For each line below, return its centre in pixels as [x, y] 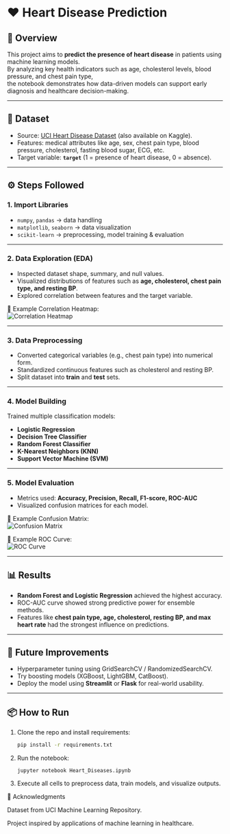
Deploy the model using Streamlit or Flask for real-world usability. [110, 684]
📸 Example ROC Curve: [40, 539]
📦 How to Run [38, 712]
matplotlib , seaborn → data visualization [74, 227]
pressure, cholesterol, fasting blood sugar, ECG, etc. [91, 150]
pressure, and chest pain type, [50, 76]
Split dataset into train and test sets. [68, 377]
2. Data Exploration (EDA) [50, 259]
